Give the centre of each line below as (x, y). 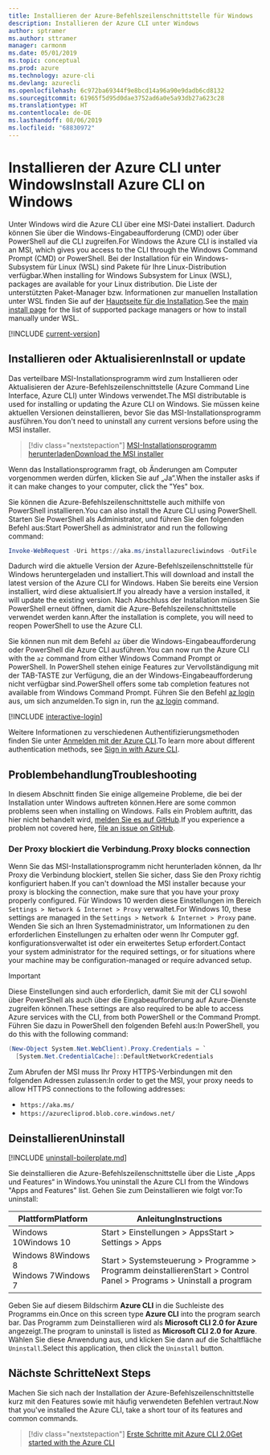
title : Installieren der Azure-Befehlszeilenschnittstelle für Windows (131, 16)
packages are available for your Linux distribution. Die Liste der (113, 284)
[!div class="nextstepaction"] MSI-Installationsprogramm (122, 445)
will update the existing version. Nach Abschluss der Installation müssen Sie (134, 600)
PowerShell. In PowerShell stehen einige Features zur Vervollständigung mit (133, 667)
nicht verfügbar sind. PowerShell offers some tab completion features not (129, 684)
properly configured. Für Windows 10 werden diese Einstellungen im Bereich (135, 900)
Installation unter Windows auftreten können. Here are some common (123, 803)
